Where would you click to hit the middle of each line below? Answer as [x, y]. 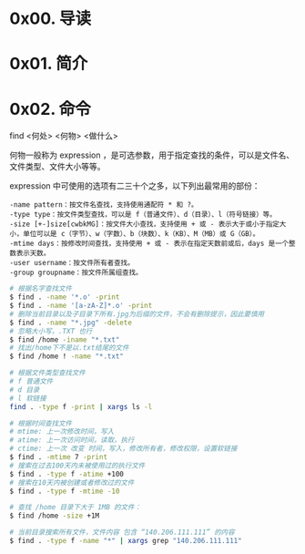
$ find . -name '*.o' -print [65, 297]
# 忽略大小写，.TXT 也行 [51, 331]
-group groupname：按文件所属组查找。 [76, 273]
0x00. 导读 [51, 19]
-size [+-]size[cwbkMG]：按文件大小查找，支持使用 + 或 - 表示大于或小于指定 [144, 224]
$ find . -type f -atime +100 [67, 474]
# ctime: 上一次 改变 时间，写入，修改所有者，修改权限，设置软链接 [123, 449]
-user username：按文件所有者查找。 [72, 263]
